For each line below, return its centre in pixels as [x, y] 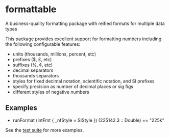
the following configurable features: [43, 44]
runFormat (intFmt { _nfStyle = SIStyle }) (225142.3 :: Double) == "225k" [88, 120]
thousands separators [36, 75]
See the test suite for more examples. [45, 130]
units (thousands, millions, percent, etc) [54, 54]
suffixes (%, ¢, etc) [32, 65]
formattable [31, 9]
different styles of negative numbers [51, 92]
